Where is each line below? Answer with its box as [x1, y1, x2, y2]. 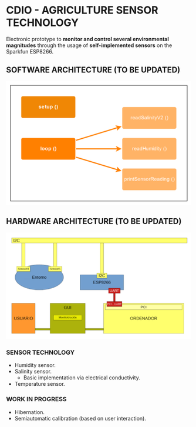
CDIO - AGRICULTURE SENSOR [6, 4, 158, 17]
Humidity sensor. [14, 362, 56, 369]
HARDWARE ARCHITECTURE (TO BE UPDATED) [6, 216, 182, 226]
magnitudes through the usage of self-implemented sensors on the [6, 42, 173, 49]
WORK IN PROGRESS [6, 395, 67, 403]
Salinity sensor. [14, 368, 52, 375]
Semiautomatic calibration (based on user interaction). [14, 415, 147, 422]
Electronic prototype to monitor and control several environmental [6, 35, 169, 42]
